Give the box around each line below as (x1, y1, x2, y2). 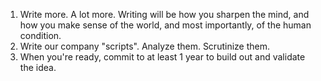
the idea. (19, 62, 57, 73)
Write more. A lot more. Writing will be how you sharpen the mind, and (19, 9, 310, 20)
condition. (19, 30, 62, 41)
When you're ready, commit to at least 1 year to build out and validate (19, 51, 306, 63)
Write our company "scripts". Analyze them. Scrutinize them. (19, 40, 270, 52)
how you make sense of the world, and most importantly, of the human (19, 19, 312, 31)
